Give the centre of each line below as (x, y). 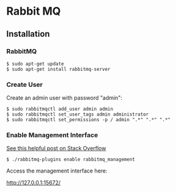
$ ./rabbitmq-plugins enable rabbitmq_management (71, 160)
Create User (24, 84)
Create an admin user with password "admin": (64, 98)
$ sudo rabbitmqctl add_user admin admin (60, 109)
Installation (28, 34)
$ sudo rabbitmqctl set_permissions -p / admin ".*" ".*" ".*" (89, 120)
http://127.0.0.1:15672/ (34, 183)
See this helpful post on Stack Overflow (56, 149)
